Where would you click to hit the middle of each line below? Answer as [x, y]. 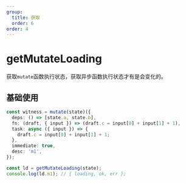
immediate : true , [34, 146]
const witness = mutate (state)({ [49, 112]
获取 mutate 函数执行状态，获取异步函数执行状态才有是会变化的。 [86, 77]
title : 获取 [26, 18]
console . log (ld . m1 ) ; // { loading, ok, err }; [66, 174]
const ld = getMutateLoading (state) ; [54, 168]
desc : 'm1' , [27, 152]
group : [15, 12]
